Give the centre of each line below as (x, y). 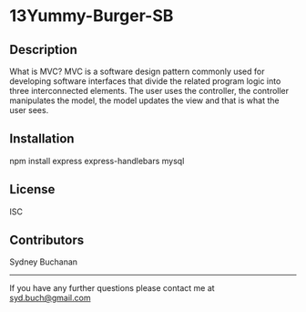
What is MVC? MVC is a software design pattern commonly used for (137, 71)
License (32, 189)
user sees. (29, 110)
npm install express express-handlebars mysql (97, 161)
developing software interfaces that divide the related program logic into (145, 81)
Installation (42, 139)
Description (43, 50)
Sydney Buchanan (44, 262)
